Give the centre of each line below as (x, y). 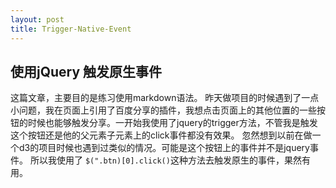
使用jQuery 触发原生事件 (86, 71)
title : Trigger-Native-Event (71, 29)
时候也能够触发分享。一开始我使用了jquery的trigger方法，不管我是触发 (172, 123)
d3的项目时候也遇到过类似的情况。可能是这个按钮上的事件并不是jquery (164, 148)
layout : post (37, 19)
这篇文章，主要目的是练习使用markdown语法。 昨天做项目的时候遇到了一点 (165, 98)
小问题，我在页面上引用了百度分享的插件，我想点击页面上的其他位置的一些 (163, 110)
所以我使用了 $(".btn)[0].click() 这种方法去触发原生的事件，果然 (165, 160)
